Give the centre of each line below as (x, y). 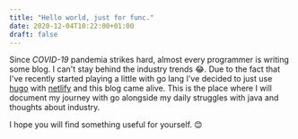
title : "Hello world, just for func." (82, 17)
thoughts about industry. (55, 108)
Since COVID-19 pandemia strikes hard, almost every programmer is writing (149, 60)
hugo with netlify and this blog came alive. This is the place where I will (140, 88)
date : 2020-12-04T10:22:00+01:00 (72, 26)
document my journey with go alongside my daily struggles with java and (144, 98)
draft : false (34, 34)
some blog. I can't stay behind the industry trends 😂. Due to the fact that (145, 69)
